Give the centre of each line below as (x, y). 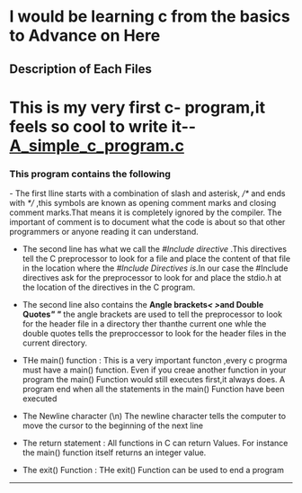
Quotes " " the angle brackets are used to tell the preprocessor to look (152, 314)
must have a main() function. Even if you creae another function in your (154, 370)
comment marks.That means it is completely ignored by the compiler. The (146, 212)
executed (40, 399)
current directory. (55, 343)
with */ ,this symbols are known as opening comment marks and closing (143, 203)
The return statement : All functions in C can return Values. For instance (155, 444)
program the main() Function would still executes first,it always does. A (154, 380)
